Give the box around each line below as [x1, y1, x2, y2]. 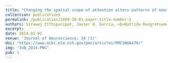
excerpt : [5, 26, 24, 31]
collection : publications [5, 12, 60, 17]
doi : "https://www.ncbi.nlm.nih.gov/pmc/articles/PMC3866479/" [5, 41, 143, 46]
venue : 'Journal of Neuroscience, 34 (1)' [5, 36, 97, 41]
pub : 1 [5, 50, 19, 55]
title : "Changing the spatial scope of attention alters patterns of [5, 7, 157, 13]
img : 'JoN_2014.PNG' [5, 45, 50, 50]
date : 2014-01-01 [5, 31, 42, 36]
